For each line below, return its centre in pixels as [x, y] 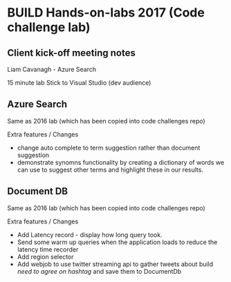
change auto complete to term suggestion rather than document [109, 148]
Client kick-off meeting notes [72, 53]
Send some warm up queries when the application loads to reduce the [117, 242]
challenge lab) [49, 27]
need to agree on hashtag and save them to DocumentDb [99, 271]
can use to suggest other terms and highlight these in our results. [110, 170]
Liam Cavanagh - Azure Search [52, 69]
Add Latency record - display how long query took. [90, 234]
